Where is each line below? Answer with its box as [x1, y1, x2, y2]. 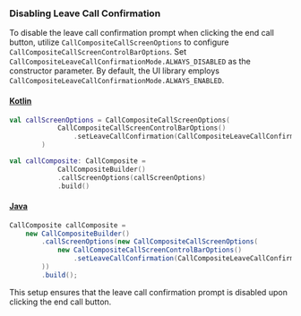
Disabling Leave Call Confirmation [9, 7, 161, 20]
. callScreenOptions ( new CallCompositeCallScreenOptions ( [41, 237, 258, 246]
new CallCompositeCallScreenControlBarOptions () [56, 245, 243, 255]
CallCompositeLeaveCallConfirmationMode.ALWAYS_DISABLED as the [9, 56, 251, 67]
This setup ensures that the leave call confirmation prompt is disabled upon [9, 286, 288, 297]
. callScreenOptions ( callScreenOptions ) [56, 173, 206, 182]
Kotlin [9, 95, 32, 106]
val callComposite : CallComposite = [9, 157, 146, 166]
